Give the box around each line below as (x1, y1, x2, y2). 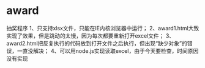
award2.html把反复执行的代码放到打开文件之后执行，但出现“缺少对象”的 (6, 39, 188, 47)
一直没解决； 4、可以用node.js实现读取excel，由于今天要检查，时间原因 (17, 47, 199, 55)
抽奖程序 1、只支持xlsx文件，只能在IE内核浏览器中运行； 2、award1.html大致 (6, 24, 199, 32)
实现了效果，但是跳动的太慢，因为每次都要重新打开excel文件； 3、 (6, 32, 175, 39)
